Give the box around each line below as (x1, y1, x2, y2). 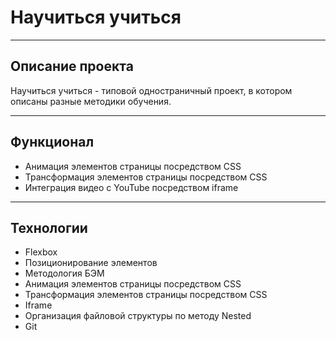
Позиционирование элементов (24, 257, 158, 269)
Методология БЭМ (24, 267, 105, 280)
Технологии (10, 219, 88, 236)
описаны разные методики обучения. (10, 95, 172, 107)
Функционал (10, 134, 95, 151)
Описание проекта (10, 58, 134, 75)
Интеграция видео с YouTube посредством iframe (24, 181, 239, 193)
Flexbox (24, 246, 58, 258)
